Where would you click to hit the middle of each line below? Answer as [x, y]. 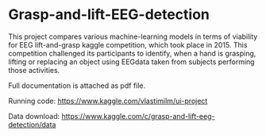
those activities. [34, 70]
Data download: [34, 116]
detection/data [32, 124]
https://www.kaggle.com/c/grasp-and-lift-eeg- [138, 116]
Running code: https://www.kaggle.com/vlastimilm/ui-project [108, 101]
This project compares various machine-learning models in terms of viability [133, 36]
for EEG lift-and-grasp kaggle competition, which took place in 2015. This [128, 44]
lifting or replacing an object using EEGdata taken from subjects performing [132, 62]
